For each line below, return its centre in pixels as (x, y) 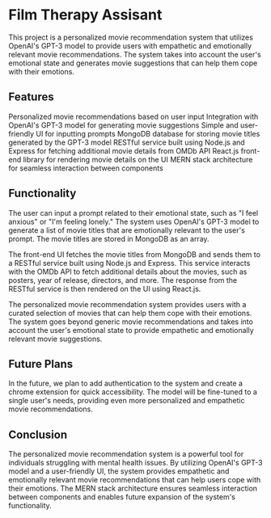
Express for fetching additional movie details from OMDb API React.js (124, 150)
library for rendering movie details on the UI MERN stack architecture (138, 159)
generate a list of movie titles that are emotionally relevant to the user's (127, 230)
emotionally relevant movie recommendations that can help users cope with (135, 480)
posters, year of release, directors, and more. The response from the (123, 280)
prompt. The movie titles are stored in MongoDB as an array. (109, 238)
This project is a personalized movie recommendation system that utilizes (131, 37)
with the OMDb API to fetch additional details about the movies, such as (128, 272)
